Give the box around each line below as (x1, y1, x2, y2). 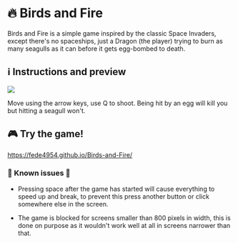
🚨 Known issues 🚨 (7, 168, 71, 178)
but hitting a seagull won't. (7, 106, 86, 115)
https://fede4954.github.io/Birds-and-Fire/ (7, 150, 133, 159)
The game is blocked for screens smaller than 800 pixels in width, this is (17, 213, 231, 222)
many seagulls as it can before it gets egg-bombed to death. (7, 44, 186, 53)
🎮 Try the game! (7, 128, 84, 140)
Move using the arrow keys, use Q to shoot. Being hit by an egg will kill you (7, 99, 228, 107)
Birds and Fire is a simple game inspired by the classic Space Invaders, (7, 29, 217, 37)
